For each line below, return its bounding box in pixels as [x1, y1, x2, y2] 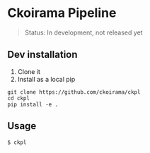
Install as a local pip [17, 75, 76, 83]
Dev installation [7, 49, 78, 61]
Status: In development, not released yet [24, 28, 143, 37]
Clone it [17, 67, 41, 75]
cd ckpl [7, 94, 30, 102]
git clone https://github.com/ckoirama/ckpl [7, 88, 141, 96]
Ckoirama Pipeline [7, 5, 117, 21]
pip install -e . [7, 101, 59, 108]
